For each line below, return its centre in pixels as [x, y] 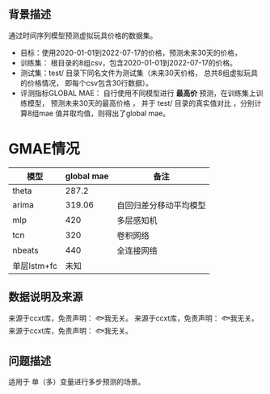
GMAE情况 [44, 149]
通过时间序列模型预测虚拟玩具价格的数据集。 [83, 36]
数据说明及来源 [46, 297]
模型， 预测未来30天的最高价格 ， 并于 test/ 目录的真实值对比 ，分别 [141, 103]
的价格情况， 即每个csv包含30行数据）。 [86, 82]
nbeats [25, 250]
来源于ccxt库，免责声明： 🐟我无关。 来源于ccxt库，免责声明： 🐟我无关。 [133, 318]
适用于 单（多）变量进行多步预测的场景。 [77, 382]
